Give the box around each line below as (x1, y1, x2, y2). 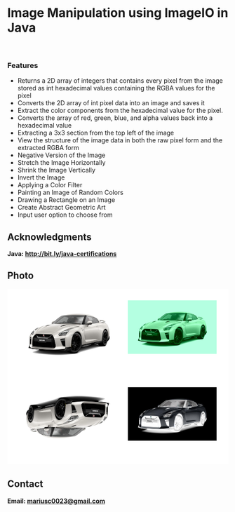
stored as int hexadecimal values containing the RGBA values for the (17, 84, 215, 93)
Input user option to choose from (17, 210, 113, 219)
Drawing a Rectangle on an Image (17, 196, 116, 204)
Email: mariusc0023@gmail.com (7, 497, 105, 505)
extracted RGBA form (17, 144, 79, 152)
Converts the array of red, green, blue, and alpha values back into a (17, 114, 213, 122)
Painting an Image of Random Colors (17, 188, 124, 197)
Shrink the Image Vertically (17, 166, 96, 175)
